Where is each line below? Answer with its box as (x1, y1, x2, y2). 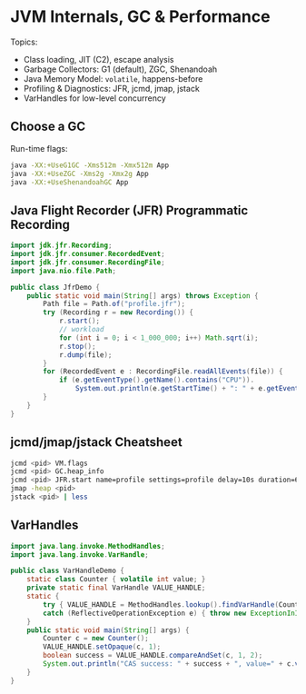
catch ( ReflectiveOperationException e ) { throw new (43, 609, 247, 618)
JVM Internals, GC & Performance (10, 6, 271, 27)
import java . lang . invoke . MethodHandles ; (10, 541, 166, 550)
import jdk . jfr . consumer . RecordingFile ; (10, 257, 166, 267)
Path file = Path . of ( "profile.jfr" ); (43, 300, 185, 309)
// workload (58, 325, 104, 334)
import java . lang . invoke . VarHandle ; (10, 550, 149, 560)
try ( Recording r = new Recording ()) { (43, 308, 194, 317)
